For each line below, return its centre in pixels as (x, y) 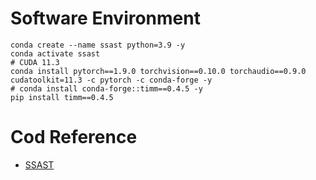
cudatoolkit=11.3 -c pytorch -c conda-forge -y (111, 80)
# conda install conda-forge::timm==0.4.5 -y (106, 88)
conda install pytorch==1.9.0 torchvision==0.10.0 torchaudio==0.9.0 (158, 71)
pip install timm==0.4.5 (62, 97)
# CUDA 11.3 (35, 62)
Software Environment (105, 18)
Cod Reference (74, 137)
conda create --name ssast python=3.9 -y (98, 45)
